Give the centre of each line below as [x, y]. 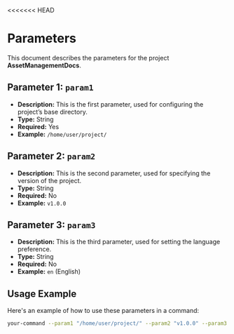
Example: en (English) [49, 272]
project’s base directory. [52, 112]
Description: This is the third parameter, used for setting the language [119, 242]
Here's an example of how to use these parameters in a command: [103, 311]
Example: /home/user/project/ [62, 134]
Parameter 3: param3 [51, 225]
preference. [34, 249]
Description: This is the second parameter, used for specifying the [114, 173]
